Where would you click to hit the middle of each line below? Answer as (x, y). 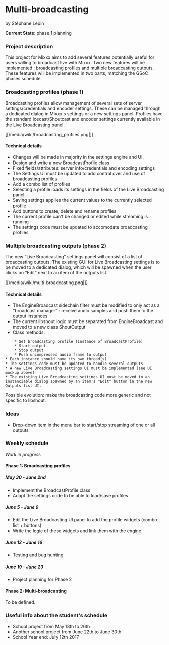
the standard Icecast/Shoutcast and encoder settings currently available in (83, 119)
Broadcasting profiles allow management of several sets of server (74, 103)
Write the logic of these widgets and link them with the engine (77, 531)
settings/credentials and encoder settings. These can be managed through (83, 108)
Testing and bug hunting (38, 555)
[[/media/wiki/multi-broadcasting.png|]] (47, 283)
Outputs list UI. (23, 386)
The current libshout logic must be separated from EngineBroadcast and (88, 321)
